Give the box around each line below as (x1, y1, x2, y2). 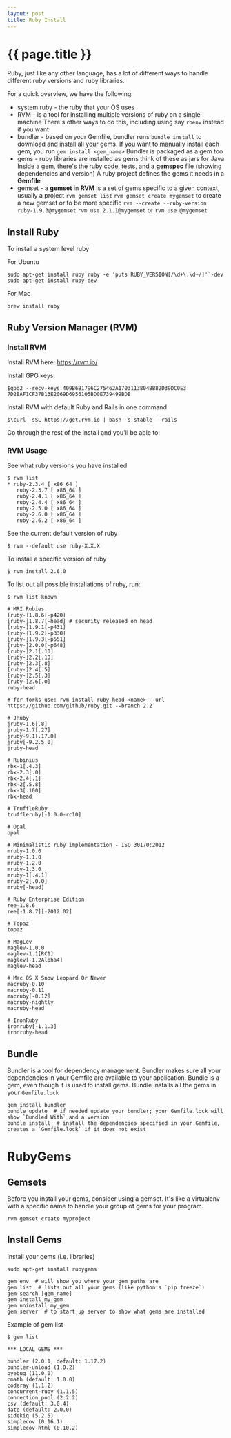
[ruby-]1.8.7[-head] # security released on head (7, 618, 153, 625)
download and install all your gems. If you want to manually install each (17, 140, 219, 149)
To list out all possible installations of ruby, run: (7, 580, 141, 588)
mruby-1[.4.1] (7, 872, 48, 879)
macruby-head (7, 1005, 45, 1012)
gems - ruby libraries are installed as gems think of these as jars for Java (17, 155, 225, 163)
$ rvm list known (7, 594, 57, 601)
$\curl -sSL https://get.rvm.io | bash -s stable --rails (7, 416, 177, 423)
